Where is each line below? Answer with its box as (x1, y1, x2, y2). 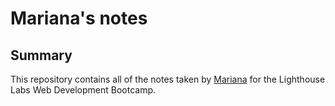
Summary (10, 47, 73, 64)
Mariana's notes (10, 7, 148, 30)
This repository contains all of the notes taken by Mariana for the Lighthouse (10, 73, 326, 85)
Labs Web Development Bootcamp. (10, 84, 157, 96)
